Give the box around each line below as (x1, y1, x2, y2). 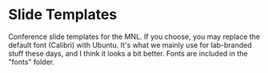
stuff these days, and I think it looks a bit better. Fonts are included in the (8, 48, 248, 58)
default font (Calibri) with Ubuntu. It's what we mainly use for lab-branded (8, 40, 252, 49)
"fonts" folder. (8, 57, 54, 67)
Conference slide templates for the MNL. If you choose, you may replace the (8, 32, 261, 41)
